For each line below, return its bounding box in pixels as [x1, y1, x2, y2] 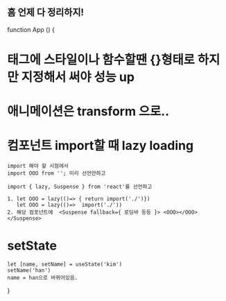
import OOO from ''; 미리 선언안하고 [7, 170, 106, 177]
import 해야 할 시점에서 [7, 162, 69, 170]
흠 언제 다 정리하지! [7, 6, 85, 19]
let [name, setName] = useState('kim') [7, 261, 123, 268]
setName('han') [7, 267, 51, 274]
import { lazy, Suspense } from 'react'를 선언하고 [7, 183, 153, 191]
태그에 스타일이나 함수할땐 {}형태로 [7, 52, 195, 67]
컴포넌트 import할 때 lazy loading [7, 138, 194, 154]
